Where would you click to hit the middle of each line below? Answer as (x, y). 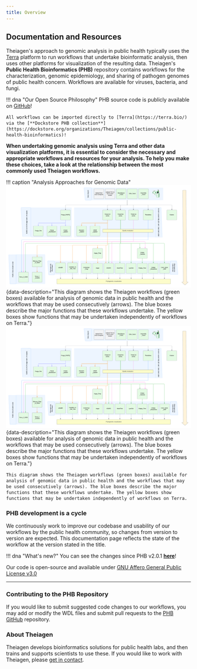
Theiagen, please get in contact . (45, 660)
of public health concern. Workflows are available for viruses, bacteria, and (97, 82)
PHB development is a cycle (46, 513)
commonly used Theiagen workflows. (53, 171)
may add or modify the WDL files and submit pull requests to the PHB (90, 613)
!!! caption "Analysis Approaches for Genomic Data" (69, 183)
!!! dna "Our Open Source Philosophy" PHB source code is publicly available (98, 100)
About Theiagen (30, 635)
